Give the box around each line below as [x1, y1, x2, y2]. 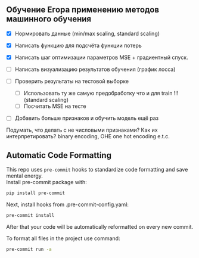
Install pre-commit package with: [6, 179, 88, 186]
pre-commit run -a [6, 246, 52, 252]
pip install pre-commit [6, 190, 66, 196]
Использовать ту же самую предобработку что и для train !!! [23, 89, 179, 97]
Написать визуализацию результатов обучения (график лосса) [14, 66, 176, 73]
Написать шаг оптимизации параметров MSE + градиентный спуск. [14, 54, 189, 61]
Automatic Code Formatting [6, 150, 112, 160]
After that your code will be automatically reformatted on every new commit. [6, 223, 194, 230]
